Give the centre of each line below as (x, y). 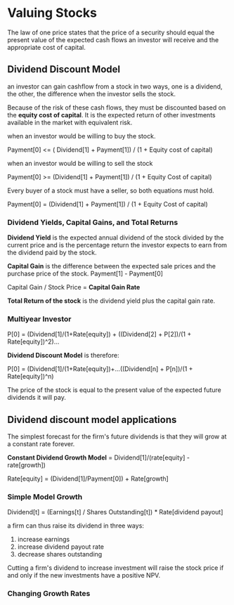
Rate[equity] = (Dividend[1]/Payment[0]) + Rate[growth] (88, 479)
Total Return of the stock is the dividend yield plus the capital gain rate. (111, 301)
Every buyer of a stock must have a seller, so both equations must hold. (111, 190)
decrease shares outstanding (60, 554)
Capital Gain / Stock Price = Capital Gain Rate (74, 287)
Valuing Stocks (52, 13)
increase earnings (44, 540)
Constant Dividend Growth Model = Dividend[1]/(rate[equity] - (98, 457)
